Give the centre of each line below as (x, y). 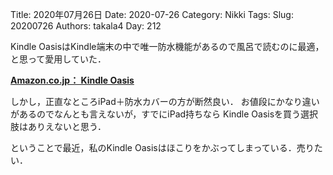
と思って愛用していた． (58, 59)
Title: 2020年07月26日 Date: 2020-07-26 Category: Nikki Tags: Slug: (152, 14)
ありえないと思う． (67, 126)
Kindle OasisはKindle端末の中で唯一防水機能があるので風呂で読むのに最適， (167, 46)
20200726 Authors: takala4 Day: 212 (86, 26)
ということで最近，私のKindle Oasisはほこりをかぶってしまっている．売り (162, 147)
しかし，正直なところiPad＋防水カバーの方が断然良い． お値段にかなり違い (165, 101)
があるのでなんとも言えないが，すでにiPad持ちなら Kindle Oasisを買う (156, 114)
